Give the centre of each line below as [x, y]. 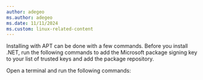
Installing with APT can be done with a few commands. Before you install [97, 46]
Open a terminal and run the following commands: [69, 71]
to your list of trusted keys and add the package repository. [80, 59]
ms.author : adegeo [29, 18]
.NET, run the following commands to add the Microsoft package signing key [102, 53]
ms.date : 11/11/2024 [32, 23]
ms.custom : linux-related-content [50, 29]
